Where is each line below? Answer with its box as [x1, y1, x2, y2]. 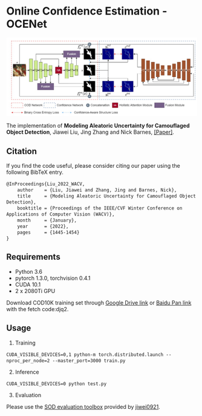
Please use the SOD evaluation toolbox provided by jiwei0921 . [6, 403, 160, 410]
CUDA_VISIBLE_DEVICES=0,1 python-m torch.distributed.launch [6, 351, 164, 358]
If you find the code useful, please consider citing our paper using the [6, 162, 180, 169]
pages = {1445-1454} [17, 229, 80, 236]
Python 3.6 [15, 268, 42, 275]
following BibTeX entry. [6, 168, 64, 176]
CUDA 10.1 [15, 280, 41, 288]
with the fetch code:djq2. [6, 305, 69, 312]
